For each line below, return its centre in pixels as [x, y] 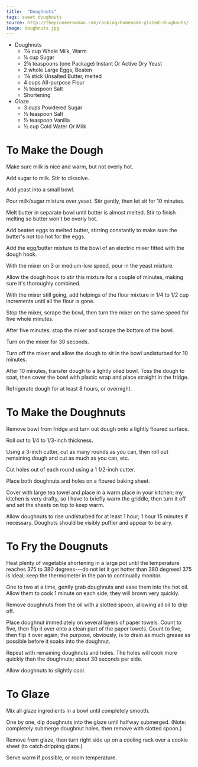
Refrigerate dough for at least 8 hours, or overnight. [69, 389]
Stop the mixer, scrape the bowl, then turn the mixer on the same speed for [98, 313]
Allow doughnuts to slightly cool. [46, 671]
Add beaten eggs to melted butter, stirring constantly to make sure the [92, 230]
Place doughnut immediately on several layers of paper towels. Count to [94, 623]
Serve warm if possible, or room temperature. [61, 758]
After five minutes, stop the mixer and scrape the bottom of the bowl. [90, 330]
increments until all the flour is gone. [51, 301]
